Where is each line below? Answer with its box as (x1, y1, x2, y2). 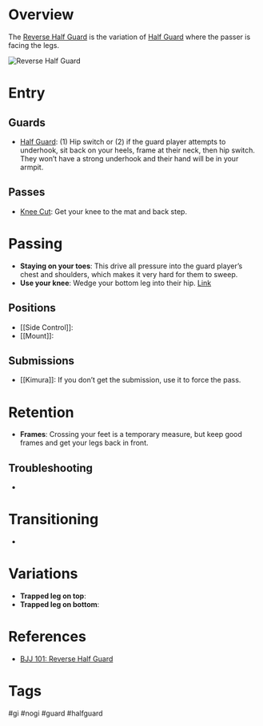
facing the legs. (8, 40, 60, 50)
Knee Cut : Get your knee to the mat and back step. (19, 206, 188, 216)
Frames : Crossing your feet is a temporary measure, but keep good (19, 430, 242, 439)
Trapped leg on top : (19, 591, 86, 601)
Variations (8, 565, 78, 583)
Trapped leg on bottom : (19, 599, 100, 609)
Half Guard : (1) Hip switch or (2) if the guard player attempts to (19, 137, 226, 146)
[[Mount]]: (19, 331, 54, 340)
